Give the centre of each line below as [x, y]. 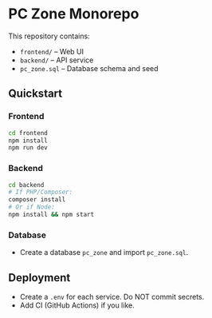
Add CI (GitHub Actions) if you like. [77, 305]
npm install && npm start [51, 215]
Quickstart [35, 94]
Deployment [39, 278]
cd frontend [28, 133]
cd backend [26, 185]
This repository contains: [49, 36]
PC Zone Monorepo [74, 14]
